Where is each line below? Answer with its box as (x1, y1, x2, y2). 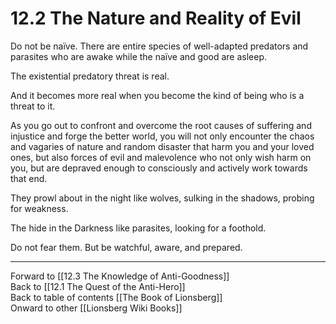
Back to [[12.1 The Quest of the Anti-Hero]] (10, 280, 186, 292)
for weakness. (10, 202, 69, 214)
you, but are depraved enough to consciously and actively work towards (10, 162, 308, 174)
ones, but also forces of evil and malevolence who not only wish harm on (10, 151, 312, 163)
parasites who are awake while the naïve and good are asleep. (10, 50, 268, 62)
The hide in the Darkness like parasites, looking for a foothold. (10, 222, 267, 234)
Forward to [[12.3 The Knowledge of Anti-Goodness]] (10, 270, 230, 282)
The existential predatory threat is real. (10, 70, 170, 82)
